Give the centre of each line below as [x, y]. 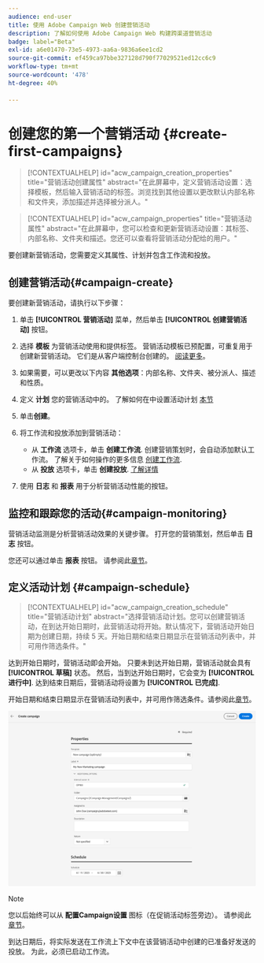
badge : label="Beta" [42, 42]
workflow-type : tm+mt [44, 67]
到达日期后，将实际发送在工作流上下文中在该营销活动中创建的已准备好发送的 [132, 941]
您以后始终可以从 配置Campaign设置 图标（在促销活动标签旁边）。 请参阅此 [130, 915]
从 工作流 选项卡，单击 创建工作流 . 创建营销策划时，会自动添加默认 [139, 450]
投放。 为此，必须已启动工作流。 [61, 951]
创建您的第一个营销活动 [84, 134]
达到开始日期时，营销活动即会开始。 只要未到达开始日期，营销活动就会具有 [130, 663]
